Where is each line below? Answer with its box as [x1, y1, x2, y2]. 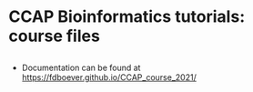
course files [8, 26, 101, 46]
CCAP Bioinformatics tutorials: [8, 6, 246, 27]
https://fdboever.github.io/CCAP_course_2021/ [21, 71, 197, 83]
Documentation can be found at [21, 62, 141, 73]
